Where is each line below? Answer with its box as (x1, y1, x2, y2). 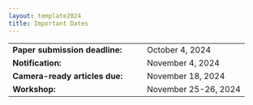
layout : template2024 (8, 11, 82, 20)
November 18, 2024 (147, 70, 225, 82)
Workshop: (12, 83, 56, 94)
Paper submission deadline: (12, 44, 122, 55)
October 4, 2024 (147, 44, 212, 55)
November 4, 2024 (147, 57, 221, 69)
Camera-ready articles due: (12, 70, 123, 82)
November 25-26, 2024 (147, 83, 241, 94)
